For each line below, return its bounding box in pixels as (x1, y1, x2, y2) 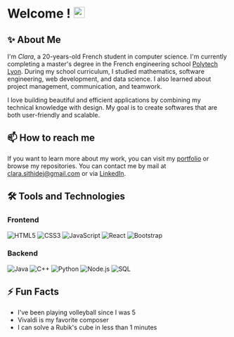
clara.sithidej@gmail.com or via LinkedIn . (7, 169, 126, 177)
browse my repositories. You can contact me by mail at (7, 161, 167, 170)
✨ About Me (7, 34, 61, 46)
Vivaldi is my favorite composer (17, 315, 109, 324)
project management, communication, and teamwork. (7, 82, 163, 90)
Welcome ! (7, 6, 71, 22)
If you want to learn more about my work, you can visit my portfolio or (7, 154, 209, 163)
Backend (7, 248, 39, 258)
